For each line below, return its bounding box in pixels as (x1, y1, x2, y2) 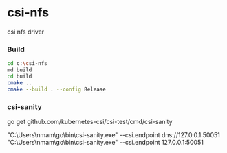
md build (7, 67, 32, 73)
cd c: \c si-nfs (7, 60, 48, 67)
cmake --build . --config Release (7, 86, 107, 93)
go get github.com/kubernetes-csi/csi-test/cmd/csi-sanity (7, 117, 173, 126)
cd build (7, 73, 32, 80)
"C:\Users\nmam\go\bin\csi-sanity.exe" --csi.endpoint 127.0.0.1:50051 (7, 138, 204, 146)
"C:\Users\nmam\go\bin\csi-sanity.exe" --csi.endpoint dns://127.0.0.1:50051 (7, 130, 220, 139)
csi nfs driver (7, 27, 45, 36)
